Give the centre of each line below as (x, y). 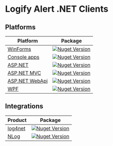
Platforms (20, 27)
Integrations (24, 106)
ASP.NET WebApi (28, 81)
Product (17, 120)
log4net (16, 128)
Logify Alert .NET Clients (57, 9)
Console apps (24, 57)
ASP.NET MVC (24, 73)
